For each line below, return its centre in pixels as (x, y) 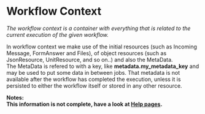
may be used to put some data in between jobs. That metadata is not (93, 72)
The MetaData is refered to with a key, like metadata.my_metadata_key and (103, 66)
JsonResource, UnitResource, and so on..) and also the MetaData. (90, 59)
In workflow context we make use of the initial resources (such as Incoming (102, 47)
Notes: (15, 97)
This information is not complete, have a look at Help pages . (84, 104)
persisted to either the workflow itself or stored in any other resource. (94, 85)
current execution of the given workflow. (58, 34)
